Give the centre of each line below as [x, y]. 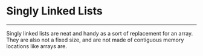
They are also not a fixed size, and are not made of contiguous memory [95, 40]
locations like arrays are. [37, 46]
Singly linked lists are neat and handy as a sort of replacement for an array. [100, 33]
